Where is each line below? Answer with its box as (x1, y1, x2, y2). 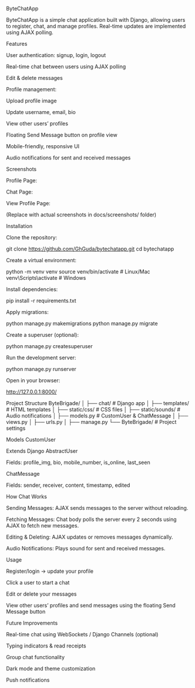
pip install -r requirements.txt (6, 297, 76, 304)
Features (6, 41, 28, 47)
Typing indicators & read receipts (6, 642, 86, 649)
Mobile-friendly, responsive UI (6, 143, 80, 149)
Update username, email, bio (6, 109, 76, 115)
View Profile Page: (6, 200, 51, 206)
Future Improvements (6, 620, 58, 626)
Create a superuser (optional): (6, 332, 79, 338)
